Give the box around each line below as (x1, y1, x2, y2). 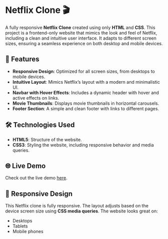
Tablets (12, 223, 28, 229)
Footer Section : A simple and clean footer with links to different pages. (12, 105, 159, 111)
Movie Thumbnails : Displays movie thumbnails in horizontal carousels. (12, 100, 159, 106)
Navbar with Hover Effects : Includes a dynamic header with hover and (12, 89, 159, 96)
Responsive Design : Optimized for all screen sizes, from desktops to (12, 68, 155, 74)
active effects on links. (12, 95, 59, 101)
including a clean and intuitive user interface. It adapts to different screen (5, 35, 157, 41)
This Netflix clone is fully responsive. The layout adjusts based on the (5, 203, 149, 209)
